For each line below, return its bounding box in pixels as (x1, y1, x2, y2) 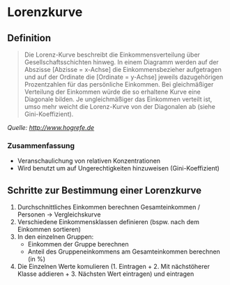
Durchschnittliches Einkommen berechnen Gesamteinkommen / (17, 203, 201, 212)
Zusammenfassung (7, 140, 75, 150)
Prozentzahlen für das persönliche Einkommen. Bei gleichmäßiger (24, 80, 214, 88)
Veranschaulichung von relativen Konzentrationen (17, 156, 161, 165)
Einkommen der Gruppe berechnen (27, 240, 129, 249)
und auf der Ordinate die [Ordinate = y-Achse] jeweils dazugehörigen (24, 73, 224, 81)
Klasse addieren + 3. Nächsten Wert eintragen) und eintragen (17, 270, 194, 278)
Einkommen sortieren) (17, 225, 82, 234)
